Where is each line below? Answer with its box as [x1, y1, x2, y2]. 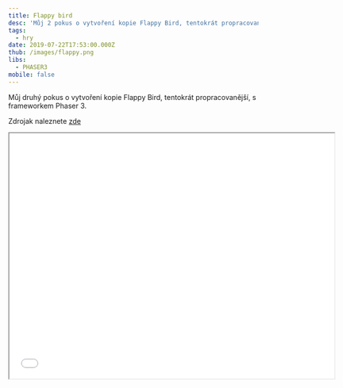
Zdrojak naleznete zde [8, 116, 82, 125]
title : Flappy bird [8, 11, 73, 20]
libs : [8, 56, 26, 64]
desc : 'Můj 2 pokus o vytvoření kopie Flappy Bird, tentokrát [8, 19, 218, 27]
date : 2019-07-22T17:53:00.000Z [8, 41, 115, 49]
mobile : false [8, 71, 56, 79]
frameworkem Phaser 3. [8, 101, 87, 110]
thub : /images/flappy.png [8, 48, 94, 56]
